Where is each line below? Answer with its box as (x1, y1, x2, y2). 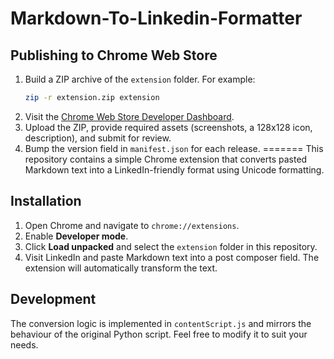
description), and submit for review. (24, 132, 172, 144)
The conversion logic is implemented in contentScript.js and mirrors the (10, 317, 312, 329)
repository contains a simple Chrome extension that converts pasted (24, 153, 308, 165)
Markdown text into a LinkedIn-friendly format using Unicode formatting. (24, 163, 325, 176)
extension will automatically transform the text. (24, 262, 218, 274)
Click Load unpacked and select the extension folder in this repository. (24, 240, 318, 252)
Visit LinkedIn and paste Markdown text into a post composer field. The (24, 251, 320, 263)
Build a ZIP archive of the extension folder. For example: (24, 73, 256, 85)
